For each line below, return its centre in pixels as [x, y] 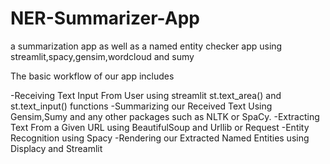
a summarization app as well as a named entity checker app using [146, 46]
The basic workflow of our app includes [92, 76]
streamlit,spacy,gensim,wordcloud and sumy [102, 56]
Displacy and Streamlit [56, 148]
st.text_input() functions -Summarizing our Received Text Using [141, 106]
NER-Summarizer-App [105, 18]
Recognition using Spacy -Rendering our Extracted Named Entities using [160, 138]
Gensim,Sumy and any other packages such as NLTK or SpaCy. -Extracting [165, 116]
